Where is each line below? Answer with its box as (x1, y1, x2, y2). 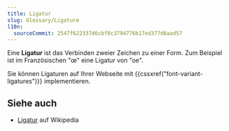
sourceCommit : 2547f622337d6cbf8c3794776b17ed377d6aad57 (13, 29, 183, 37)
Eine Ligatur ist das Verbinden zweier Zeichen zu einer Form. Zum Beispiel (7, 49, 222, 57)
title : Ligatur (7, 10, 52, 17)
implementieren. (44, 77, 91, 86)
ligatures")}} (7, 77, 43, 86)
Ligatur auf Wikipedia (17, 116, 79, 124)
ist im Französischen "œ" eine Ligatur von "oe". (7, 56, 144, 65)
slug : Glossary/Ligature (7, 17, 80, 24)
